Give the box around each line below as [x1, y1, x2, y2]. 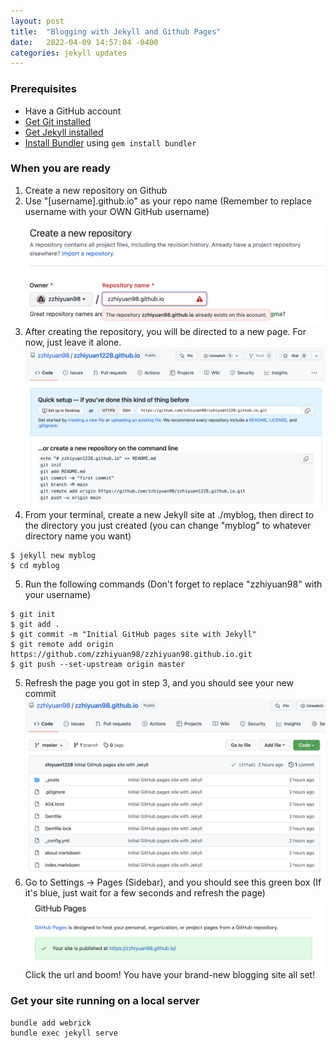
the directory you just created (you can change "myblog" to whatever [24, 519, 312, 531]
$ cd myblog [10, 560, 60, 570]
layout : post [10, 16, 65, 26]
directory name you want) [24, 530, 132, 542]
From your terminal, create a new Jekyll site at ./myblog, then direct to [24, 508, 315, 520]
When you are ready [10, 161, 111, 175]
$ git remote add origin [10, 639, 114, 649]
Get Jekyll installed [24, 126, 104, 138]
